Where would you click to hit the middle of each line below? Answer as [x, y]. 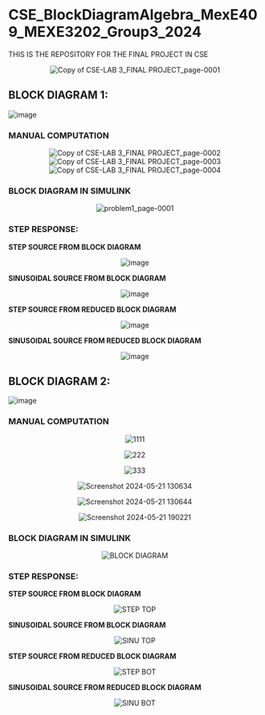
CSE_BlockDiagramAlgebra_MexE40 [133, 15]
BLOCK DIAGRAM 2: [59, 381]
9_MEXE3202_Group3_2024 [105, 32]
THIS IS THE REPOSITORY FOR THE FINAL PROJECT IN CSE [108, 54]
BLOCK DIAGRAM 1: [58, 95]
